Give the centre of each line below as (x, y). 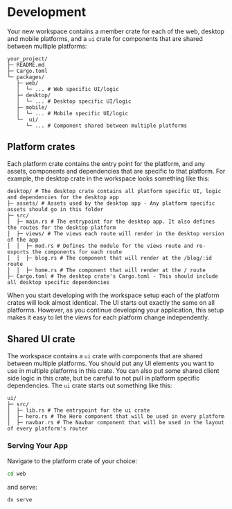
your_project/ (28, 59)
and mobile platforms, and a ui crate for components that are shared (105, 38)
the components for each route (77, 252)
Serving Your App (37, 446)
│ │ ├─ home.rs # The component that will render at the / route (107, 270)
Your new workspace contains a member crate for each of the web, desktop (116, 31)
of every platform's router (48, 428)
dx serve (20, 500)
